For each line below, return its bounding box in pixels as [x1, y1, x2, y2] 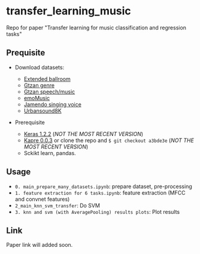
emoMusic [23, 94, 50, 101]
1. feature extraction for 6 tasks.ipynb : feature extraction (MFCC [14, 189, 186, 196]
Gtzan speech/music [23, 88, 75, 95]
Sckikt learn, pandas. [23, 149, 76, 156]
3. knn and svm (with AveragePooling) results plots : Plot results [14, 208, 180, 215]
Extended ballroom [23, 75, 71, 82]
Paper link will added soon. [6, 241, 73, 249]
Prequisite [6, 48, 46, 58]
